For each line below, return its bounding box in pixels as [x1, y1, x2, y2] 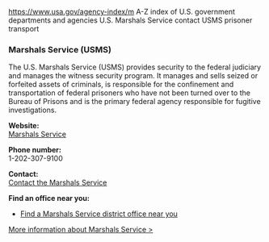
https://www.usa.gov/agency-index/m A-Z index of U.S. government [8, 7, 236, 16]
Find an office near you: [8, 194, 90, 203]
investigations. [8, 105, 57, 115]
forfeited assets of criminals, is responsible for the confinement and [8, 80, 234, 90]
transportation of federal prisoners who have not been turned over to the [8, 88, 250, 98]
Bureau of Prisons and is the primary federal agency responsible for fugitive [8, 97, 261, 106]
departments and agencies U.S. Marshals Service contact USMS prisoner [8, 15, 253, 25]
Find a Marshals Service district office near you [19, 209, 178, 219]
